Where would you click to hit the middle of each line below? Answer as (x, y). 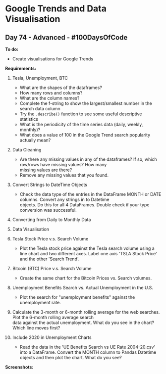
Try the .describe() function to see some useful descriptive (81, 114)
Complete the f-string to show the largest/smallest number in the (86, 103)
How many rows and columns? (51, 93)
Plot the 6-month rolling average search (53, 317)
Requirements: (21, 68)
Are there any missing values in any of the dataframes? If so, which (88, 159)
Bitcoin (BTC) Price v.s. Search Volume (52, 268)
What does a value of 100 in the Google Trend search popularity (85, 135)
